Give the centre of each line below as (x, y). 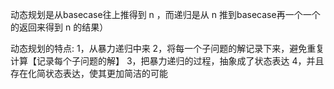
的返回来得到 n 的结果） (59, 27)
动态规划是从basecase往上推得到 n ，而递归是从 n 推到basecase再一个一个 (165, 14)
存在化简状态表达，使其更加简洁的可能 (89, 73)
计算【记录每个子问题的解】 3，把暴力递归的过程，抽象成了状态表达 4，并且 (167, 61)
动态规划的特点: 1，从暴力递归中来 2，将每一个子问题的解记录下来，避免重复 (167, 48)
